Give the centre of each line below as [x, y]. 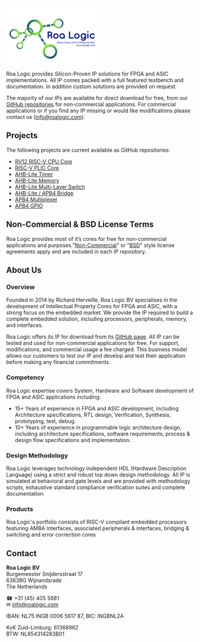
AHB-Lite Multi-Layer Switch [50, 187]
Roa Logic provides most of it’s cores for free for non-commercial [86, 239]
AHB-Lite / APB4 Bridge [44, 193]
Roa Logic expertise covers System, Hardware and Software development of [100, 390]
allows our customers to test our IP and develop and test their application [96, 356]
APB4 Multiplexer [36, 199]
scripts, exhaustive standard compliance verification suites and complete [96, 487]
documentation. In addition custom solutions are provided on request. [92, 86]
